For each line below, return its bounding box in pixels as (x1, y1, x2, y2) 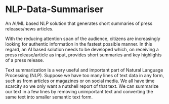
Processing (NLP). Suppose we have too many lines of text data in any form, (5, 72, 164, 78)
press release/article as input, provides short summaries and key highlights (5, 52, 162, 58)
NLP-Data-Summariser (5, 4, 104, 15)
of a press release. (5, 57, 45, 63)
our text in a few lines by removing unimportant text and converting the (5, 88, 153, 94)
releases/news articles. (5, 25, 54, 31)
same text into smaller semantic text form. (5, 94, 93, 100)
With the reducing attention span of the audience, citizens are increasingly (5, 36, 160, 42)
